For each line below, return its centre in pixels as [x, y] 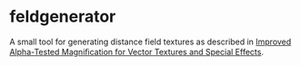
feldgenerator [63, 17]
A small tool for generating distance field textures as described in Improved [150, 42]
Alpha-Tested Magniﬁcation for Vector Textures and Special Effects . [136, 52]
